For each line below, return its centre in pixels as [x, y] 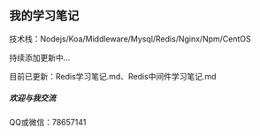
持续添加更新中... [40, 57]
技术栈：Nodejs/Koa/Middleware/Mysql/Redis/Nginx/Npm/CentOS [130, 39]
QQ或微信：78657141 [48, 122]
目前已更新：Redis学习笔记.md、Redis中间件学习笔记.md [113, 76]
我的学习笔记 [44, 16]
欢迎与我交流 [32, 98]
